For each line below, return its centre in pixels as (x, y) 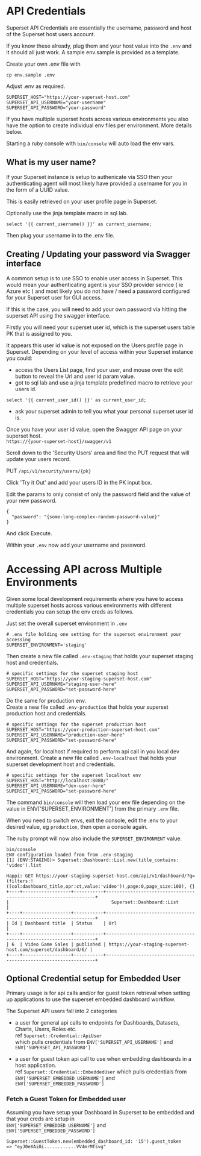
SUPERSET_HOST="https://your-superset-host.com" (68, 97)
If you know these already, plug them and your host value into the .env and (99, 46)
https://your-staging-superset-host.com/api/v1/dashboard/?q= (116, 876)
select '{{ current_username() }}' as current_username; (79, 224)
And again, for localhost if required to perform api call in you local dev (93, 751)
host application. (36, 1066)
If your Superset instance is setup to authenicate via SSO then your (89, 177)
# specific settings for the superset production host (76, 724)
